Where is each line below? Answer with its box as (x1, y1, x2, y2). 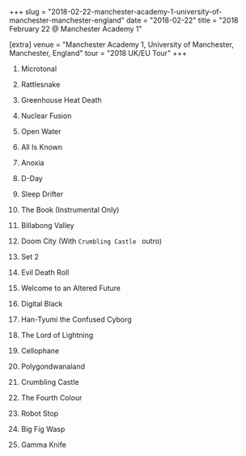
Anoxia (20, 158, 45, 167)
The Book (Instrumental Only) (20, 205, 120, 214)
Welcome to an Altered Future (20, 283, 121, 293)
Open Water (20, 127, 61, 136)
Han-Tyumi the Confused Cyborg (20, 315, 132, 324)
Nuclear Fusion (20, 111, 72, 120)
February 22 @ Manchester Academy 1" (9, 24, 142, 33)
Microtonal (20, 64, 57, 74)
